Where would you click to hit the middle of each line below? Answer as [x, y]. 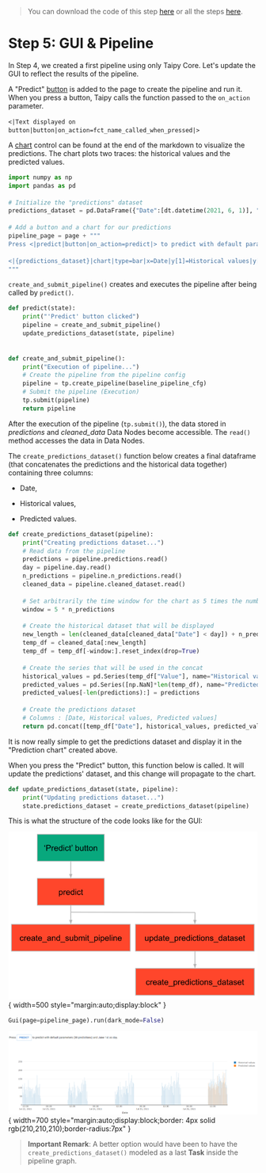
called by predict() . [41, 293]
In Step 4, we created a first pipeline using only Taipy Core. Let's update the [132, 65]
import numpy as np [40, 177]
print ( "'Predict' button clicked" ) [81, 317]
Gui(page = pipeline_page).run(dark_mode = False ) [86, 1021]
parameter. [26, 105]
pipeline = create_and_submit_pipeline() [91, 325]
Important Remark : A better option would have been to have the [132, 1144]
